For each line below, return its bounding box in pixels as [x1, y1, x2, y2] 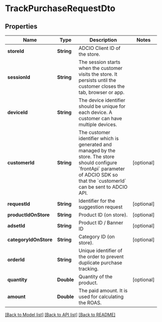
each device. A [79, 109, 112, 115]
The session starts [79, 59, 121, 65]
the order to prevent [79, 253, 124, 260]
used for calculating [79, 293, 124, 300]
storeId [7, 48, 24, 54]
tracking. [79, 265, 99, 272]
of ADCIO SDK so [79, 172, 118, 178]
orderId [7, 257, 25, 263]
